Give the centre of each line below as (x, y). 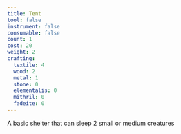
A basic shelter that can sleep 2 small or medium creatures (91, 123)
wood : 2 (25, 71)
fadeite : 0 (29, 104)
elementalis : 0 (35, 90)
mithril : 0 (29, 97)
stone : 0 (26, 84)
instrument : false (34, 26)
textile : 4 (29, 65)
